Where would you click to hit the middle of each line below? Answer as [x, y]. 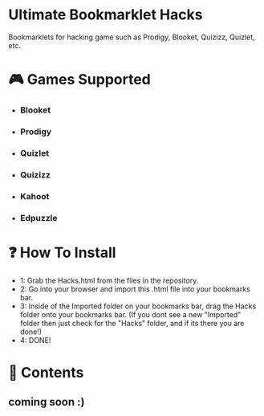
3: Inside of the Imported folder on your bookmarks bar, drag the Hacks [138, 306]
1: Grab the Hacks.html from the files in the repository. [109, 280]
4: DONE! [35, 340]
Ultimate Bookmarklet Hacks [106, 15]
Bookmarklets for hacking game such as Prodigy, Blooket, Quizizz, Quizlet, [132, 37]
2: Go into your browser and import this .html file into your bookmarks [135, 289]
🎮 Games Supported [79, 80]
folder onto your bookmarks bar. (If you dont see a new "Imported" [130, 314]
